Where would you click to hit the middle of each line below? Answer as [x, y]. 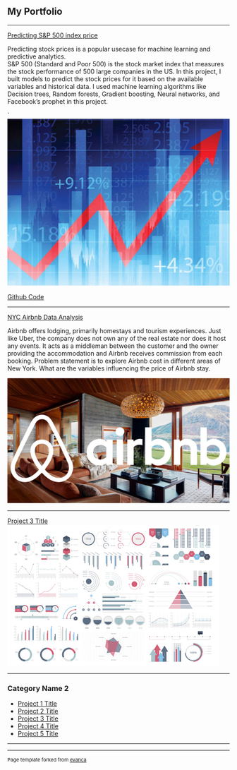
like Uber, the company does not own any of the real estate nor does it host [117, 338]
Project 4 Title [38, 726]
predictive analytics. [37, 56]
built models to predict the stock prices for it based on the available [105, 79]
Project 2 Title [38, 711]
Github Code [26, 296]
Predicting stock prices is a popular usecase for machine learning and [109, 49]
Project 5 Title [38, 734]
